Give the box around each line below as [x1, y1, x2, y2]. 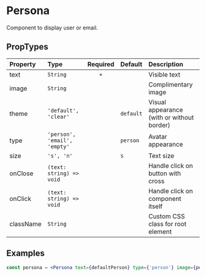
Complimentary [148, 80, 193, 89]
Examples [6, 248, 45, 259]
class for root [148, 219, 187, 228]
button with [148, 169, 181, 178]
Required [87, 59, 115, 68]
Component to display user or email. [6, 24, 98, 31]
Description [148, 59, 184, 68]
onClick [9, 194, 32, 203]
